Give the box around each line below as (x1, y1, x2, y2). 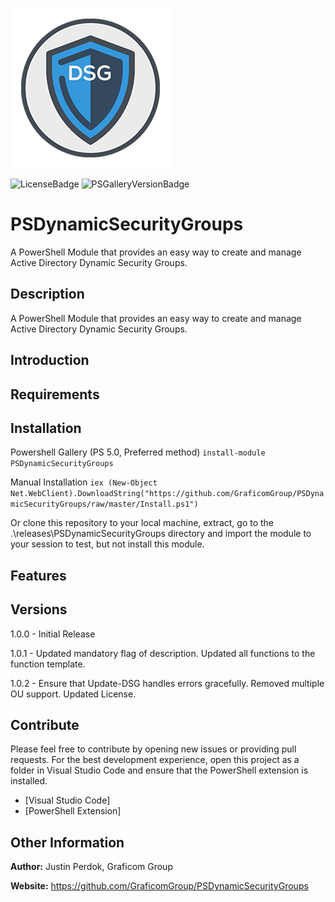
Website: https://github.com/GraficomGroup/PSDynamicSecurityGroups (10, 880, 309, 892)
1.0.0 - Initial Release (10, 628, 96, 640)
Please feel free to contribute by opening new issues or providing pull (10, 743, 297, 755)
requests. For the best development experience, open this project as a (10, 754, 300, 766)
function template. (10, 658, 86, 670)
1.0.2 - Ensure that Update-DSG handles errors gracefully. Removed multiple (10, 677, 325, 689)
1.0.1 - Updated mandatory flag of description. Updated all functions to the (10, 647, 316, 659)
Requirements (10, 386, 100, 403)
